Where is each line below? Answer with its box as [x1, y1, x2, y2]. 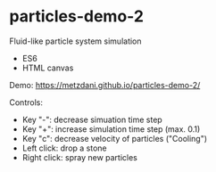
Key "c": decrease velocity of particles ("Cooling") [21, 133, 208, 143]
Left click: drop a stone [21, 143, 107, 153]
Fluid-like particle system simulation [9, 36, 142, 46]
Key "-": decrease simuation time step [21, 114, 162, 125]
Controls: [9, 96, 43, 108]
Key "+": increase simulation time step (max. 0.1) [21, 123, 201, 135]
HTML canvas [21, 62, 74, 73]
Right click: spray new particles [21, 152, 138, 162]
